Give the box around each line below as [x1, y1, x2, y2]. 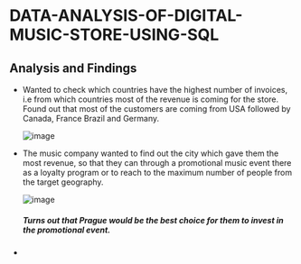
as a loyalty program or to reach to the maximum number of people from [22, 168, 292, 178]
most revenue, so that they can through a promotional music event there [22, 158, 292, 168]
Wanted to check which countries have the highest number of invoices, [22, 85, 287, 95]
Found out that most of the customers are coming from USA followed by [22, 104, 291, 114]
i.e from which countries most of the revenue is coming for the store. [22, 94, 279, 105]
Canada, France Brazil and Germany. [22, 114, 160, 123]
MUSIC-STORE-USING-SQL [9, 24, 220, 45]
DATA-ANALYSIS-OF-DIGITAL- [9, 5, 243, 26]
